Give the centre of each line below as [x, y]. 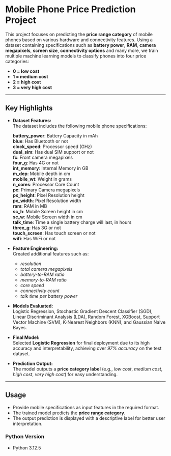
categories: [17, 61]
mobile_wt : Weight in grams [42, 179]
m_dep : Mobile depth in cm [41, 174]
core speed [32, 285]
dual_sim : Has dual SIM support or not [53, 152]
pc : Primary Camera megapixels [46, 190]
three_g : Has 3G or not [37, 227]
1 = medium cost [30, 76]
